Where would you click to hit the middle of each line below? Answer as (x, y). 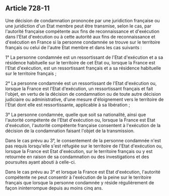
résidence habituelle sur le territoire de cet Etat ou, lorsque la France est (80, 62)
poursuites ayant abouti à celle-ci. (41, 162)
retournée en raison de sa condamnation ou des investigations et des (77, 156)
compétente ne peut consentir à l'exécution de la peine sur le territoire (78, 177)
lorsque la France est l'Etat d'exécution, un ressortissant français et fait (79, 89)
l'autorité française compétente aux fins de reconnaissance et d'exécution (82, 31)
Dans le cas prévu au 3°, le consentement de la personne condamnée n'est (83, 140)
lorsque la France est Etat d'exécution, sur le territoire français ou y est (79, 151)
